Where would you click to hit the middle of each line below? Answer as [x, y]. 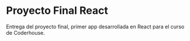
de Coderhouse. [26, 32]
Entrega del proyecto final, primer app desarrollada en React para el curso [95, 27]
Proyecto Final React [57, 11]
